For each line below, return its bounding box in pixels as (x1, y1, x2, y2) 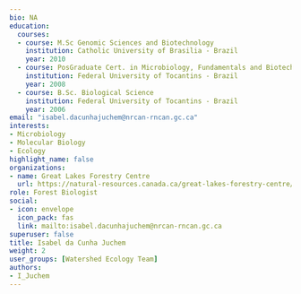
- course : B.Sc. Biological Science (17, 88, 154, 97)
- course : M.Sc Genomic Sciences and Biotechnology (17, 38, 215, 48)
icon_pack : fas (17, 212, 74, 222)
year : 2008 (25, 80, 66, 89)
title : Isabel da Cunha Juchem (9, 238, 126, 247)
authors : (9, 264, 42, 272)
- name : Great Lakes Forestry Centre (9, 171, 150, 180)
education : (9, 22, 50, 30)
